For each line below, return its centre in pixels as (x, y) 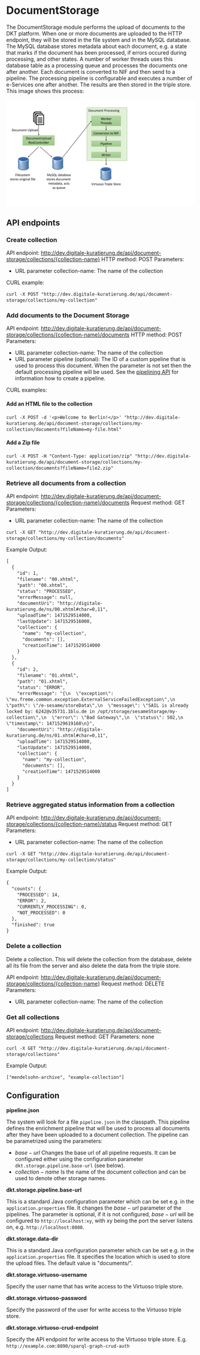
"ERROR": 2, (32, 901)
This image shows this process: (45, 91)
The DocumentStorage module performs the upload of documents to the (96, 27)
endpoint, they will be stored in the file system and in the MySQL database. (99, 40)
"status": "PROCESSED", (47, 592)
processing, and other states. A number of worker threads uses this (90, 59)
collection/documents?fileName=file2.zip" (60, 468)
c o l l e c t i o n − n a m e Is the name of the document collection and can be (101, 1172)
